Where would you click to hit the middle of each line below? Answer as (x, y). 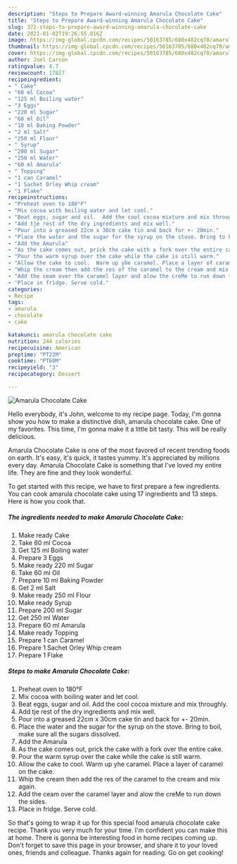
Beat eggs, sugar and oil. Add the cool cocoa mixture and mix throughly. (123, 704)
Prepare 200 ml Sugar (50, 610)
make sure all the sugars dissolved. (69, 734)
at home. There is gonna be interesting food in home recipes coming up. (113, 837)
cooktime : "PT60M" (35, 361)
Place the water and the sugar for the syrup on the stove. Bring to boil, (120, 726)
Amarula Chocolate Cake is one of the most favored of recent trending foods (119, 450)
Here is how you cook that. (47, 501)
